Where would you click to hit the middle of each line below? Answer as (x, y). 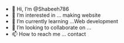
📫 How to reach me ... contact (49, 34)
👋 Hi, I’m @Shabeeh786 (40, 9)
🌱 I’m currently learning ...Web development (65, 21)
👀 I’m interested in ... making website (56, 15)
